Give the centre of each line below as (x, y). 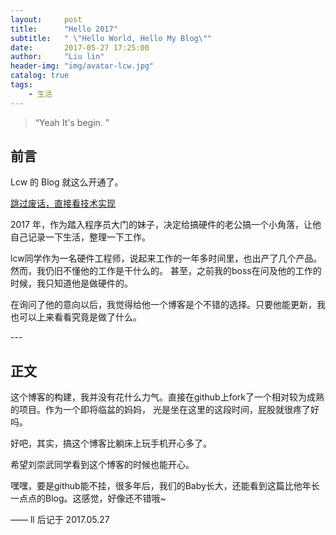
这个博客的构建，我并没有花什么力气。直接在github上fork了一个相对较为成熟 (167, 397)
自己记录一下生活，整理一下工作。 (80, 237)
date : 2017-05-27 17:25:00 (80, 47)
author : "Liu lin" (57, 57)
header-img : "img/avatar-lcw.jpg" (82, 66)
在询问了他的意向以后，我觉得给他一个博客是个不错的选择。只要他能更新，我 (168, 305)
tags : (21, 85)
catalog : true (40, 76)
